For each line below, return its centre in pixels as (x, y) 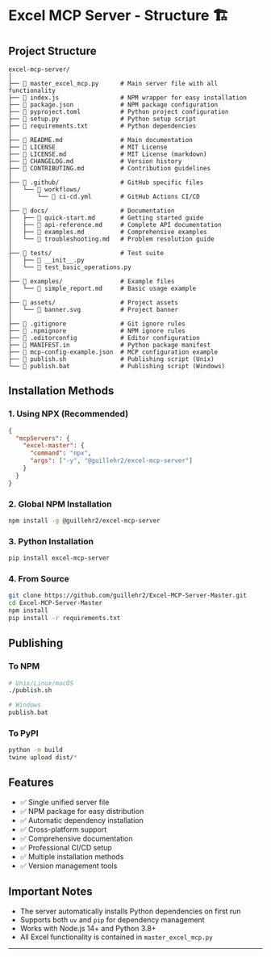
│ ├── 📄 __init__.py (46, 260)
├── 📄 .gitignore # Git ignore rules (97, 324)
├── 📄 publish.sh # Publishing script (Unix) (112, 359)
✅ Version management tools (69, 866)
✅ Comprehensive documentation (76, 838)
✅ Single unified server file (65, 802)
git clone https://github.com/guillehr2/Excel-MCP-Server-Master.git (128, 596)
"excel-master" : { (54, 446)
